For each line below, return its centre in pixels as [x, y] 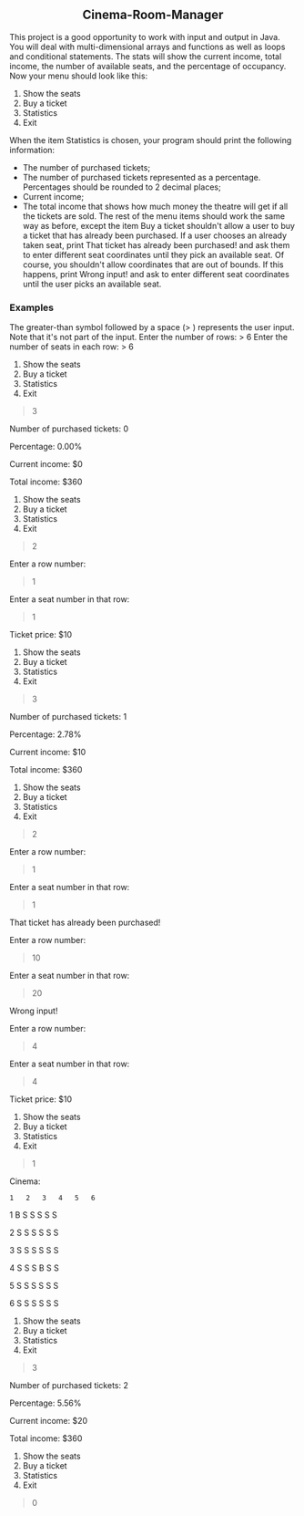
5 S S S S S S [34, 1286]
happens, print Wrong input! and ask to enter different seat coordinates [156, 274]
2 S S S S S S [34, 1233]
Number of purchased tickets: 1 [68, 717]
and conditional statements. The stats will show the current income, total [146, 56]
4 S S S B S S [34, 1268]
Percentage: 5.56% [46, 1403]
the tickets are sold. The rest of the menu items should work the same [153, 216]
